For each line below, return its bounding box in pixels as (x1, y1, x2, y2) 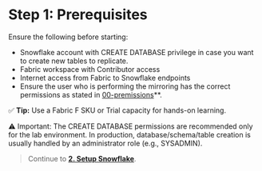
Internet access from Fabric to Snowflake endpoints (19, 73, 191, 82)
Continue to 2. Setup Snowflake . (27, 153, 137, 163)
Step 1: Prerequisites (8, 6, 148, 24)
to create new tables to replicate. (19, 56, 129, 66)
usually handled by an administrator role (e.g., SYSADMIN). (8, 138, 203, 148)
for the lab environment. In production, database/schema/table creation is (8, 129, 252, 139)
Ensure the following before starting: (8, 32, 129, 42)
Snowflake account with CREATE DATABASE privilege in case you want (19, 47, 254, 57)
